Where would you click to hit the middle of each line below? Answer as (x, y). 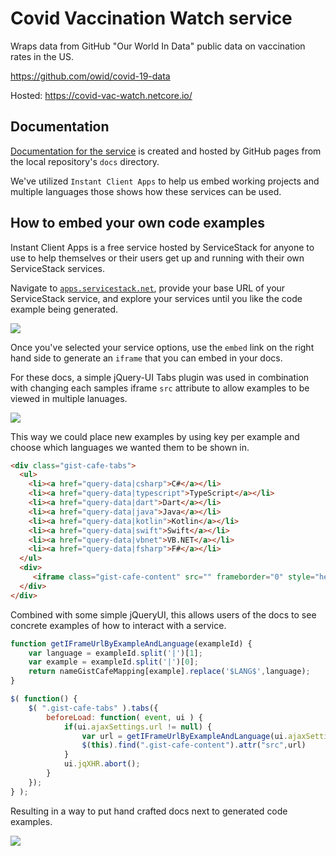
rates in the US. (42, 56)
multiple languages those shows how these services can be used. (146, 191)
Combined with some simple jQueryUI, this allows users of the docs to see (163, 614)
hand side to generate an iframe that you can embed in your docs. (146, 358)
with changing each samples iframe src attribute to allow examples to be (160, 388)
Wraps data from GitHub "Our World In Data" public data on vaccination (158, 46)
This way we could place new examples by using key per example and (155, 436)
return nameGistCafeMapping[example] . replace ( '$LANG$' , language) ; (169, 672)
